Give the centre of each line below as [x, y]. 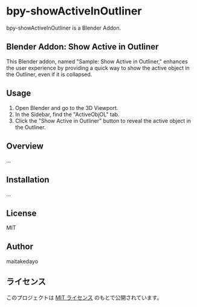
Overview [25, 146]
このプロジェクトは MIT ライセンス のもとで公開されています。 [84, 297]
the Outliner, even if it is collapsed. [49, 74]
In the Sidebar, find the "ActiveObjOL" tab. [67, 114]
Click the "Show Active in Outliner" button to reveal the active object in [103, 121]
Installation [28, 179]
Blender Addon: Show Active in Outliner [82, 47]
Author [20, 247]
